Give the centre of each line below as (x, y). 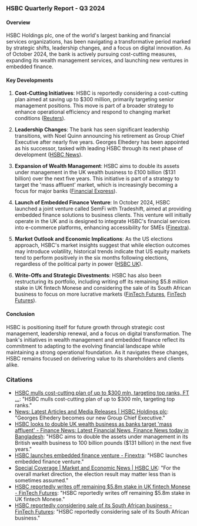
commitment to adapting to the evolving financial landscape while (86, 346)
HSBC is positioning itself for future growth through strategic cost (86, 327)
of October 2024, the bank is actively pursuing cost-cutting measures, (91, 54)
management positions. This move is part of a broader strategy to (94, 106)
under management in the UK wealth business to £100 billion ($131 (95, 173)
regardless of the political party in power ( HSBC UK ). (79, 264)
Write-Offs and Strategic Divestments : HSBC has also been (88, 276)
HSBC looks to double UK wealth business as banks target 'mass (93, 424)
